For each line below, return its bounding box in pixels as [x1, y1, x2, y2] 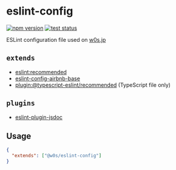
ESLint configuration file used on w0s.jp [6, 36, 106, 43]
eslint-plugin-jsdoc [15, 114, 63, 121]
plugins [6, 99, 35, 107]
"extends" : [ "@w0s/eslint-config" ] [12, 153, 102, 159]
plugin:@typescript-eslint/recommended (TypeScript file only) [15, 81, 171, 89]
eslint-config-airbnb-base [15, 75, 81, 82]
